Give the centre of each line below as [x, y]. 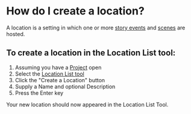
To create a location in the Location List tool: [91, 53]
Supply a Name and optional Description [65, 86]
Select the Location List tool [49, 74]
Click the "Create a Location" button [60, 80]
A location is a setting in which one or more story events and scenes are [96, 28]
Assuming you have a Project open [58, 67]
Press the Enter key [39, 93]
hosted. [16, 34]
